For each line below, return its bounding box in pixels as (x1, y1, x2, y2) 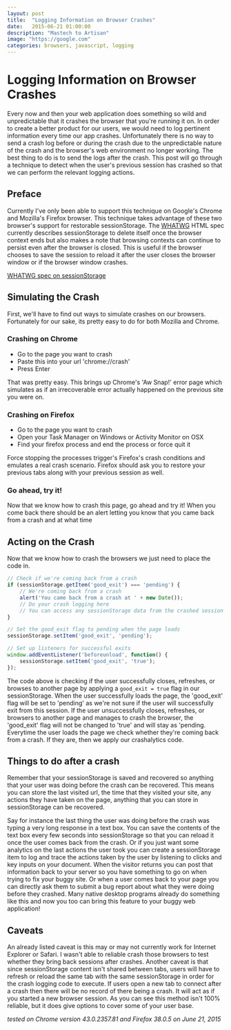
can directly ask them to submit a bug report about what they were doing (7, 882, 214, 891)
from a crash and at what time (7, 516, 92, 524)
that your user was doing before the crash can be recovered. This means (7, 781, 215, 790)
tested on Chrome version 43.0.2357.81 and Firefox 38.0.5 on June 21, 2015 (7, 1015, 221, 1023)
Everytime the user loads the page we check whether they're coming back (7, 728, 219, 736)
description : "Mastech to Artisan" (7, 29, 110, 37)
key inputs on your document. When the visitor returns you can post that (7, 861, 214, 869)
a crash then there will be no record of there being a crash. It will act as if (7, 987, 215, 995)
